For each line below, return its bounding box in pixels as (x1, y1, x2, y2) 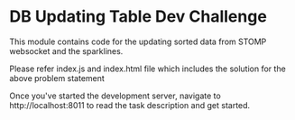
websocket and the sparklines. (9, 45, 124, 56)
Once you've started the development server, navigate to (9, 90, 221, 101)
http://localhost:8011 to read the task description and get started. (9, 99, 251, 110)
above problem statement (9, 72, 106, 83)
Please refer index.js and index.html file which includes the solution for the (9, 63, 286, 74)
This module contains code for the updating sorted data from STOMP (9, 36, 267, 47)
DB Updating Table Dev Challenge (9, 6, 268, 27)
